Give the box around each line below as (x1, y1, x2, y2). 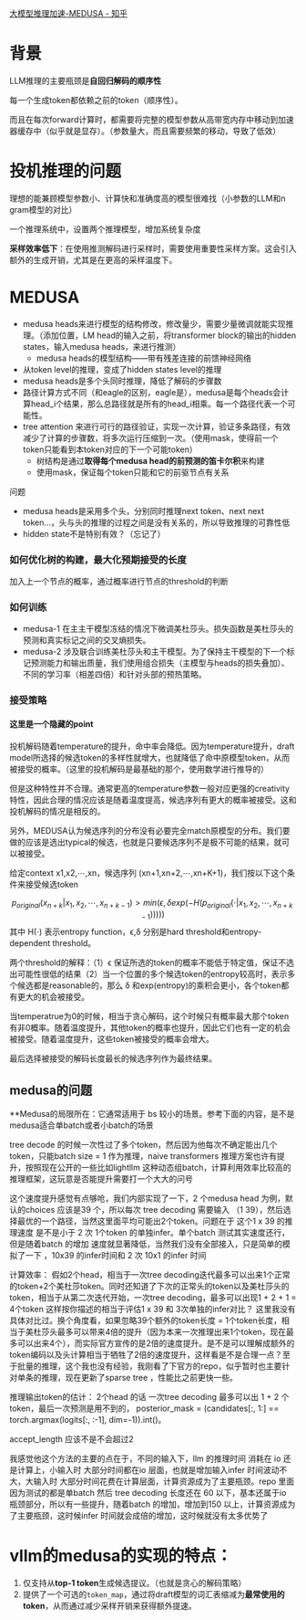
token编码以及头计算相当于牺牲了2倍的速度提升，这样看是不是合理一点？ (9, 1349, 283, 1360)
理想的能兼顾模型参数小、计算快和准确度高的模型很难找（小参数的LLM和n (9, 193, 286, 204)
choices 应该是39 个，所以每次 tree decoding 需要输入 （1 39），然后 (25, 1204, 284, 1215)
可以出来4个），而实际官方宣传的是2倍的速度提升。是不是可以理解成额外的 (16, 1337, 295, 1349)
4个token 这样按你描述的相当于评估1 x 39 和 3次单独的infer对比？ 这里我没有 (9, 1303, 296, 1314)
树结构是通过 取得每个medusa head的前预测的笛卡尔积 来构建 (36, 455, 265, 466)
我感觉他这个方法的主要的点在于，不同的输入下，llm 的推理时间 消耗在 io (9, 1453, 281, 1464)
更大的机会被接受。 (16, 992, 89, 1003)
